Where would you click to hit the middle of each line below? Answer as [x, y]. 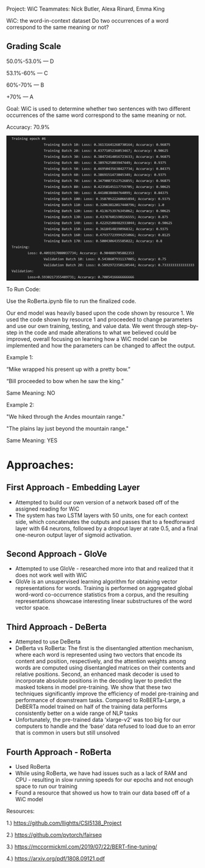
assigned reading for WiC [47, 509]
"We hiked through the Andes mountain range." [66, 416]
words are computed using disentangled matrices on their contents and [105, 668]
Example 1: [20, 357]
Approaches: [40, 465]
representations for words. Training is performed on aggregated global [104, 588]
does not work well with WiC [51, 575]
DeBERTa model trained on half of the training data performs [91, 707]
